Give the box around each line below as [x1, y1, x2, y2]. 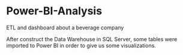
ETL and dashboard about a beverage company [6, 24, 124, 31]
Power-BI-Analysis [6, 4, 103, 18]
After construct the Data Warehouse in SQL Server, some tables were [6, 35, 178, 42]
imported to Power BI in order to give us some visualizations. [6, 42, 156, 49]
